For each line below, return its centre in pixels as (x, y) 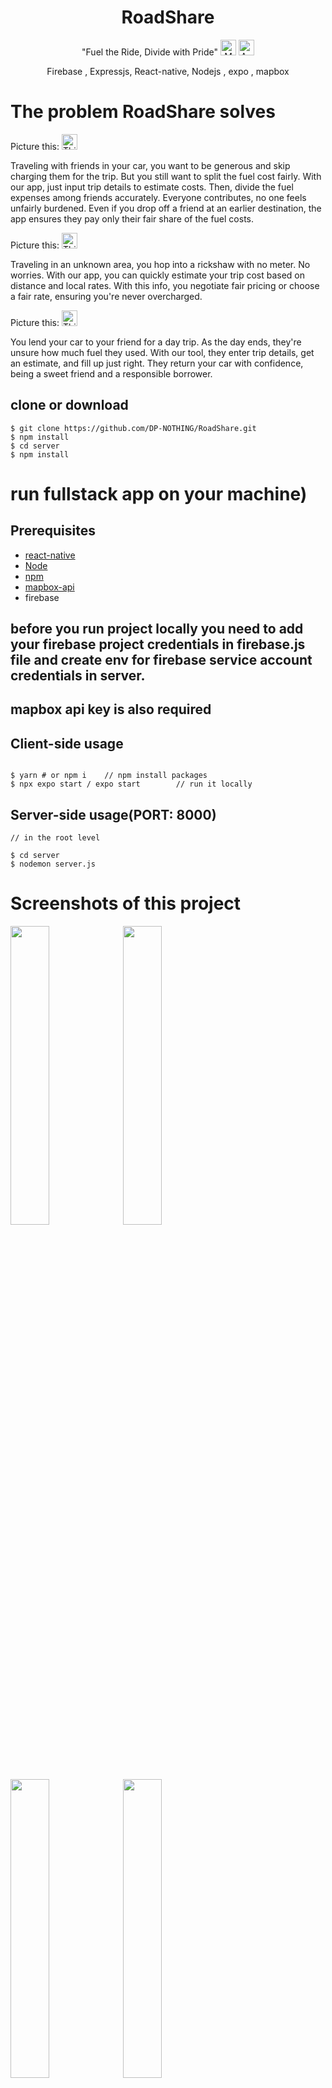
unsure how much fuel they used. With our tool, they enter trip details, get (162, 352)
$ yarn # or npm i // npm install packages (109, 776)
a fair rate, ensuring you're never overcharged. (106, 296)
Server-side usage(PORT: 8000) (113, 814)
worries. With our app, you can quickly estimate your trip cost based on (157, 275)
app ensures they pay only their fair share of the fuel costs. (132, 218)
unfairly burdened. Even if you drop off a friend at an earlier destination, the (166, 208)
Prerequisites (53, 531)
